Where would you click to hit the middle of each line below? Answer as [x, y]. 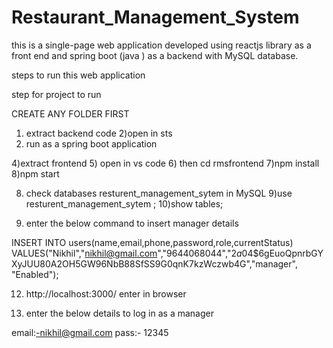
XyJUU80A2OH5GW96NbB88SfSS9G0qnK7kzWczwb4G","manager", [154, 263]
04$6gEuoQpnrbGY [282, 253]
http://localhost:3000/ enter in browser [106, 293]
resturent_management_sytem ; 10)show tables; [124, 203]
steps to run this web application [78, 75]
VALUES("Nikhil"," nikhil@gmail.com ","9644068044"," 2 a [127, 253]
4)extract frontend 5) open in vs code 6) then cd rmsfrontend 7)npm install [165, 163]
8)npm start [35, 173]
